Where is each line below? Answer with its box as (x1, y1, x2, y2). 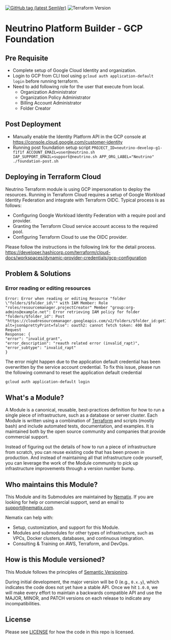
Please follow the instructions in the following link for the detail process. (5, 244, 156, 250)
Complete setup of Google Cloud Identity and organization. (12, 67, 136, 73)
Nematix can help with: (5, 514, 53, 520)
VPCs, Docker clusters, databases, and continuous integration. (12, 535, 145, 541)
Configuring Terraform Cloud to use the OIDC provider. (12, 234, 128, 240)
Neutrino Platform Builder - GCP (5, 23, 143, 34)
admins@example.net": (5, 310, 51, 315)
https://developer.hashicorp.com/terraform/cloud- (5, 249, 111, 255)
